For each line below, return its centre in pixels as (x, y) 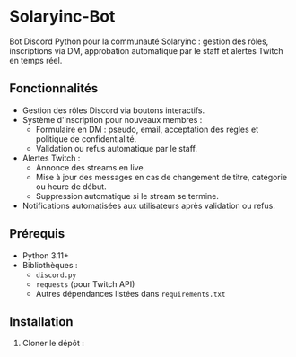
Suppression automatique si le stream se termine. (127, 196)
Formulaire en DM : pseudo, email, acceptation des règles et (147, 129)
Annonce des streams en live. (91, 167)
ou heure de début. (71, 187)
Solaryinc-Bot (62, 17)
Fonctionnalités (54, 88)
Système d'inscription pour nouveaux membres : (112, 119)
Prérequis (37, 234)
